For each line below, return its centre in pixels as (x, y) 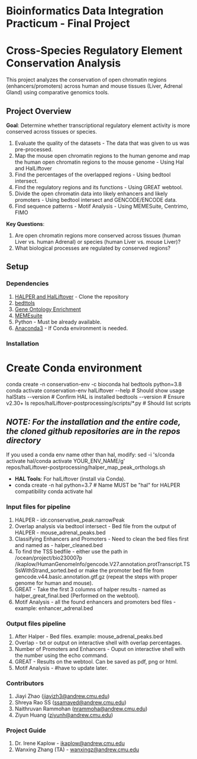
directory (24, 440)
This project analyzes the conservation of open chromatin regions (86, 80)
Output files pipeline (36, 623)
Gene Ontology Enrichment (48, 309)
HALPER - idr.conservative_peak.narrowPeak (70, 520)
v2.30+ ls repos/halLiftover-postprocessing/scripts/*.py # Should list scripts (98, 403)
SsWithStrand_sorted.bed (46, 570)
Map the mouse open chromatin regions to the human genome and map (102, 155)
